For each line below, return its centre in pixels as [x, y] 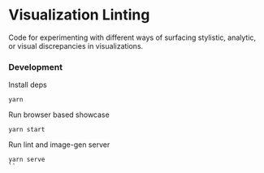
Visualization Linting [79, 15]
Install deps [28, 85]
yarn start [27, 130]
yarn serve [27, 160]
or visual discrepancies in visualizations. [76, 45]
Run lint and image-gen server [59, 145]
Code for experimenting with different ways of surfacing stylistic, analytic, [132, 37]
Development [36, 67]
